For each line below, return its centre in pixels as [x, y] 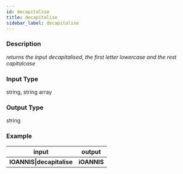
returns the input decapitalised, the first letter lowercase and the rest [91, 57]
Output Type [25, 107]
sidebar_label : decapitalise [43, 23]
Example [19, 136]
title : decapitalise [32, 17]
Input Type [22, 79]
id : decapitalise [28, 12]
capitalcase [21, 63]
